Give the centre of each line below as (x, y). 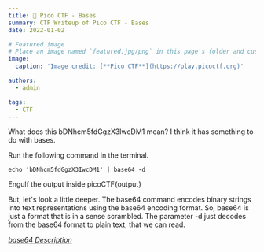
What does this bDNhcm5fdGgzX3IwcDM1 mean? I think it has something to (131, 132)
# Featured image (37, 44)
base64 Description (40, 240)
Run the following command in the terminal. (79, 155)
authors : (22, 80)
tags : (17, 102)
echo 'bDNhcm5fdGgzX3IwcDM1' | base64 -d (77, 170)
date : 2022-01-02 (37, 30)
